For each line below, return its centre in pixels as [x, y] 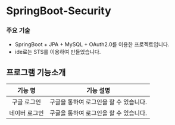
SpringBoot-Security [59, 11]
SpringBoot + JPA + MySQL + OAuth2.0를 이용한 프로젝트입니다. [92, 44]
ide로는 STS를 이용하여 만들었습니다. [58, 52]
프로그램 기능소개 [36, 72]
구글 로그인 [26, 102]
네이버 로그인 [26, 113]
